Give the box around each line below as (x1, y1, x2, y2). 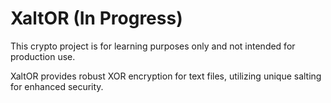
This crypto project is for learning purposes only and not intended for (10, 40, 296, 52)
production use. (10, 50, 76, 62)
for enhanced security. (10, 80, 104, 92)
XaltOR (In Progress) (10, 7, 183, 30)
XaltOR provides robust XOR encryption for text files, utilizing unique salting (10, 70, 322, 82)
